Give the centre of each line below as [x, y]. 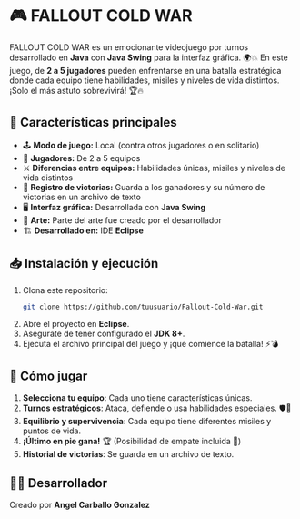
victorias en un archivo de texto [81, 197]
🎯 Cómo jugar [49, 376]
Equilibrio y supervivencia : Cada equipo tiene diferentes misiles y [147, 422]
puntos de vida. [52, 431]
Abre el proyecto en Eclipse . [76, 324]
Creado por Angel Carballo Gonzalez [80, 505]
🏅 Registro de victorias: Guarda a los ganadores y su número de [144, 187]
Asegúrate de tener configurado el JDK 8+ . [104, 334]
